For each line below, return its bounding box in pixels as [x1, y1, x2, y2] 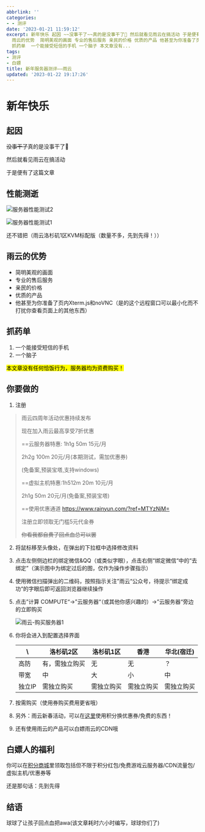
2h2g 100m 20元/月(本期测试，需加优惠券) [21, 453, 128, 461]
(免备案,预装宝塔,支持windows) [21, 466, 99, 473]
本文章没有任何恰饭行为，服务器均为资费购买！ [6, 364, 124, 371]
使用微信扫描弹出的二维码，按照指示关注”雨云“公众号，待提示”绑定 [15, 577, 183, 584]
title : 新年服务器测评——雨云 [6, 65, 72, 72]
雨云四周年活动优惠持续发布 [21, 414, 92, 421]
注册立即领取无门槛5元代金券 [21, 518, 95, 525]
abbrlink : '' [6, 9, 40, 15]
